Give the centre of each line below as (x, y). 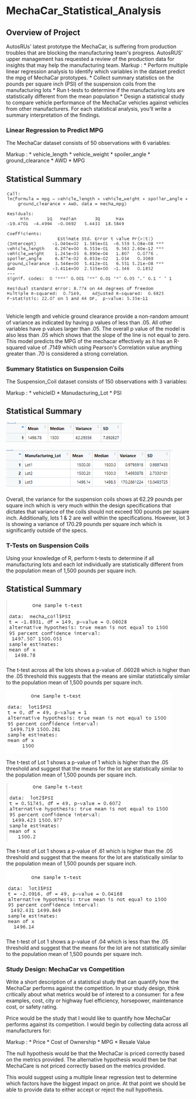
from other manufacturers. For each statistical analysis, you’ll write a (89, 109)
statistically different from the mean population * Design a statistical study (95, 96)
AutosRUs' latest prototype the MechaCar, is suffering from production (91, 46)
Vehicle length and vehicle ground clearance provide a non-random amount (97, 316)
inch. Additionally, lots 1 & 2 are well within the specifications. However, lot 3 (98, 518)
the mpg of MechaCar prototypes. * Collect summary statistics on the (90, 78)
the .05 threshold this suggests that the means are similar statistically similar (98, 676)
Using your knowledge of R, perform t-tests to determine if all (80, 558)
